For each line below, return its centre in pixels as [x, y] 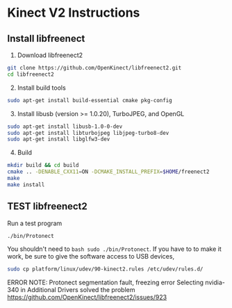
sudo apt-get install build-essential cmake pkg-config [90, 100]
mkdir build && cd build [43, 165]
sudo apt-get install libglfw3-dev [59, 139]
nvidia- [215, 282]
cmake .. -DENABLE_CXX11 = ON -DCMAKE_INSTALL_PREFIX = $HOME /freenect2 [108, 172]
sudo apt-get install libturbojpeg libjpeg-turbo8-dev [88, 133]
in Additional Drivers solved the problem [78, 290]
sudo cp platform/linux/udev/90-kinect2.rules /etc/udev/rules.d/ [105, 269]
